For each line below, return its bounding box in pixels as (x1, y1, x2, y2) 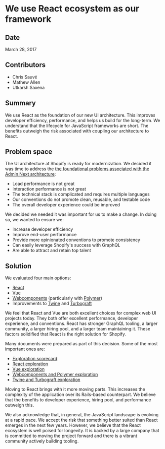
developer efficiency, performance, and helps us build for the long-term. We (5, 117, 161, 123)
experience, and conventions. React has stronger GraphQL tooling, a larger (5, 321, 158, 326)
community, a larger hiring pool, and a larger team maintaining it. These (5, 326, 151, 332)
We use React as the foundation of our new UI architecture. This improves (5, 112, 156, 118)
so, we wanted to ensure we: (5, 217, 64, 223)
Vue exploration (12, 366, 45, 372)
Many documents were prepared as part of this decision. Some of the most (5, 341, 158, 347)
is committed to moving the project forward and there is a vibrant (5, 433, 137, 439)
